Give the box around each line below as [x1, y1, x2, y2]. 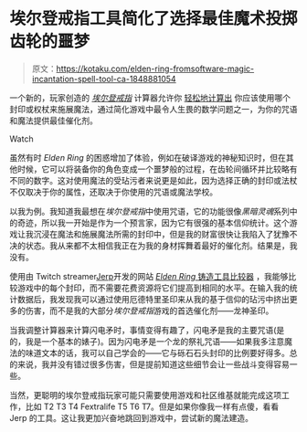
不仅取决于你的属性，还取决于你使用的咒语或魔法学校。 [9, 186, 217, 197]
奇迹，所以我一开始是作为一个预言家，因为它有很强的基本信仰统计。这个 [16, 216, 290, 228]
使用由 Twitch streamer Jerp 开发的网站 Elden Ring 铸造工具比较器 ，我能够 [9, 270, 289, 281]
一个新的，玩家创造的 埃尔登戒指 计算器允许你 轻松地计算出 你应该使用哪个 [9, 92, 291, 103]
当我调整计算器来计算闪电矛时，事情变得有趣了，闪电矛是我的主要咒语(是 [9, 324, 285, 335]
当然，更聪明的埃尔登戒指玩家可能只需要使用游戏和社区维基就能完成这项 [9, 389, 281, 400]
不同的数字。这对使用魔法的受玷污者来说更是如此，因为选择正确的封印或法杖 [9, 174, 298, 185]
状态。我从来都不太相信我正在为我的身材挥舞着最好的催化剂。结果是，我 [25, 239, 298, 251]
